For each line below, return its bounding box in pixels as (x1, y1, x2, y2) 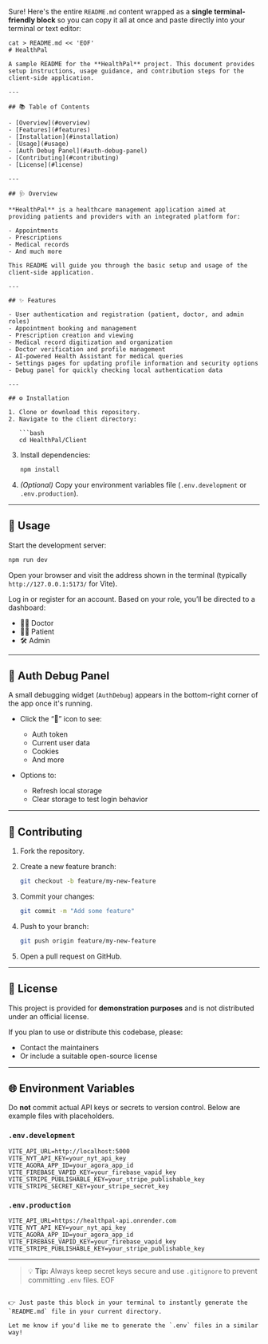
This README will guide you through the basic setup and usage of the (8, 262, 248, 270)
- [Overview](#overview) (8, 119, 91, 127)
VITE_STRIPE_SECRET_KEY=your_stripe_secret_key (8, 1182, 170, 1190)
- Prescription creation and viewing (8, 331, 134, 339)
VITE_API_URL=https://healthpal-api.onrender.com (8, 1217, 177, 1225)
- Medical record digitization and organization (8, 338, 173, 346)
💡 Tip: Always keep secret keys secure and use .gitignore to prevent (27, 1267, 258, 1276)
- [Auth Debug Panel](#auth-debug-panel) (8, 147, 148, 155)
